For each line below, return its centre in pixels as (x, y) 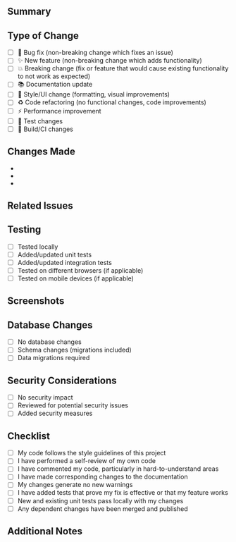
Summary (29, 12)
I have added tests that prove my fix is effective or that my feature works (123, 493)
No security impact (45, 398)
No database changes (50, 342)
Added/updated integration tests (65, 262)
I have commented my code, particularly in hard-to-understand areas (118, 469)
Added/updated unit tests (55, 254)
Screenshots (36, 301)
